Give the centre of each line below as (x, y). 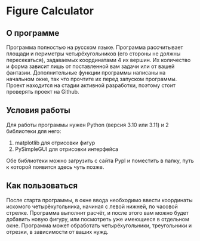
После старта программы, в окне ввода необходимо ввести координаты (99, 200)
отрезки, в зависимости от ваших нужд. (57, 231)
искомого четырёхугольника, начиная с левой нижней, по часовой (92, 206)
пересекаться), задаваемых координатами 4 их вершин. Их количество (99, 60)
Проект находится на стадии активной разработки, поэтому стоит (91, 85)
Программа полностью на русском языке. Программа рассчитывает (95, 47)
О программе (33, 33)
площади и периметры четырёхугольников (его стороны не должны (93, 54)
